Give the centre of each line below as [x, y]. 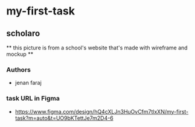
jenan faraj [28, 83]
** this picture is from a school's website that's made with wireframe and [97, 48]
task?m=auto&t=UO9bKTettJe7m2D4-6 [64, 118]
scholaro [23, 33]
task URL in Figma [33, 99]
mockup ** [20, 54]
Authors [19, 69]
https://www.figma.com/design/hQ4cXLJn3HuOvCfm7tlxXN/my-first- [102, 111]
